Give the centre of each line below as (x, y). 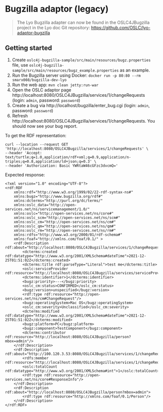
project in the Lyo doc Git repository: (53, 27)
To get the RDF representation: (36, 135)
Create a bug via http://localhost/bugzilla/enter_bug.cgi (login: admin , (81, 105)
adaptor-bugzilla (33, 33)
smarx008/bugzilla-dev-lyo (39, 80)
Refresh (20, 116)
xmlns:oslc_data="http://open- (45, 205)
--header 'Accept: (24, 153)
